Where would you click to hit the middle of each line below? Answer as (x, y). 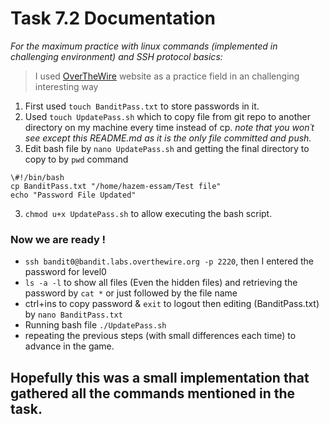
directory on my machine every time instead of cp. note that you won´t (169, 127)
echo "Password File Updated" (73, 195)
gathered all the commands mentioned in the (153, 393)
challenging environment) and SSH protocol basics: (116, 56)
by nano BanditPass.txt (73, 314)
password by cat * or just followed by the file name (131, 293)
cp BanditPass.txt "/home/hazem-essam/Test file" (116, 186)
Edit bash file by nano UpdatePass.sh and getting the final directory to (167, 148)
